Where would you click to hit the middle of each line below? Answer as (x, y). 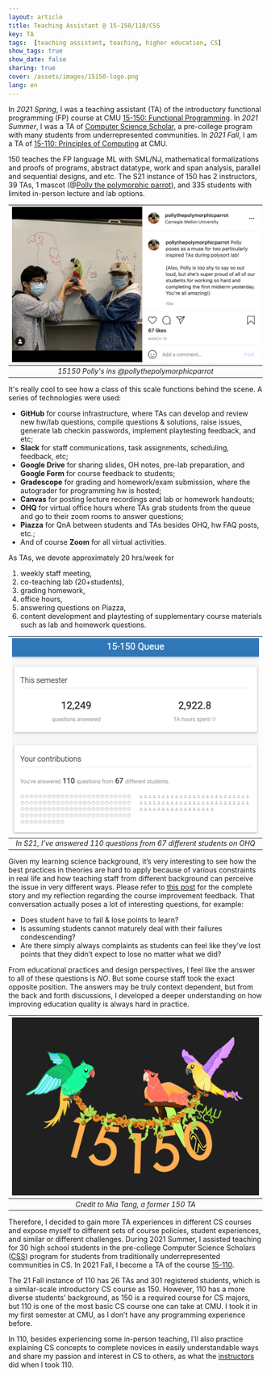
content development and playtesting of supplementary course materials (141, 616)
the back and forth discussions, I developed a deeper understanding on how (135, 995)
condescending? (48, 937)
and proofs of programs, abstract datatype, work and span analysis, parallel (134, 167)
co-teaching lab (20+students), (72, 582)
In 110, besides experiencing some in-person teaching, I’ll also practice (126, 1339)
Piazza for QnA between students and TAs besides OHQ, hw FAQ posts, (140, 525)
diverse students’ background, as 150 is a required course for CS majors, (129, 1298)
